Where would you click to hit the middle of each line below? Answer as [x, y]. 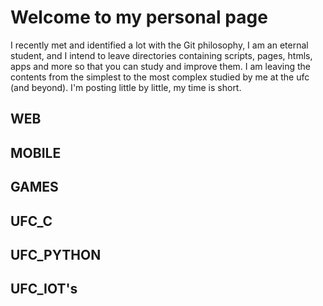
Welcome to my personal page [139, 17]
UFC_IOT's [44, 289]
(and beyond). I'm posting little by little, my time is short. [126, 87]
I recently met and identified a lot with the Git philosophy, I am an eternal [159, 45]
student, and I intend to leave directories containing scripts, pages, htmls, [161, 55]
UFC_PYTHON [56, 254]
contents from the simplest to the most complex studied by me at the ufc [160, 77]
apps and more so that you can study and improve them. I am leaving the [160, 66]
